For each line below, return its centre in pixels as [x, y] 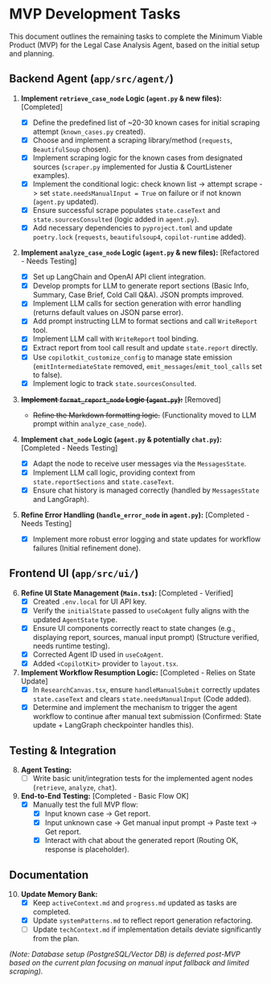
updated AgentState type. [75, 619]
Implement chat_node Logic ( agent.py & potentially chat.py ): [121, 439]
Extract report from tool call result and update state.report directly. [145, 348]
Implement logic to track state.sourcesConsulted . [115, 383]
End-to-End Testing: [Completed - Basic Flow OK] [105, 796]
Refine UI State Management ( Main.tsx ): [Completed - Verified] [127, 592]
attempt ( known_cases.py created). [89, 131]
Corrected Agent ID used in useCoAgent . [98, 654]
